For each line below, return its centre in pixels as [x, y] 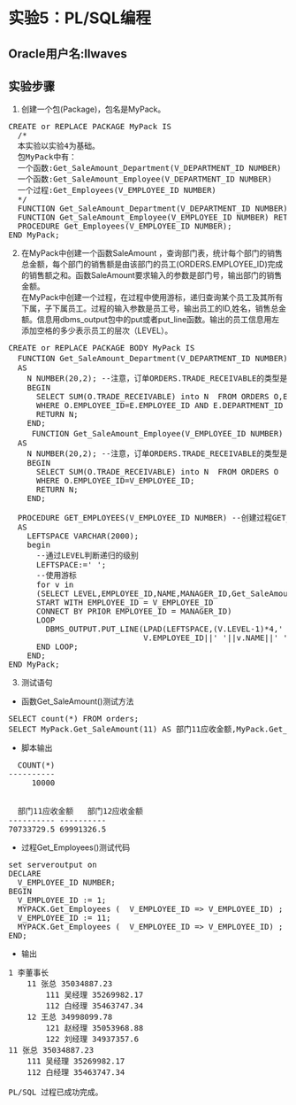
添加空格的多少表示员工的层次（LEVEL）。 [97, 331]
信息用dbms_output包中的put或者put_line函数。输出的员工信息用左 [158, 320]
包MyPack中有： [47, 157]
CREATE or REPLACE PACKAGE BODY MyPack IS [102, 348]
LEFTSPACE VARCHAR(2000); [83, 536]
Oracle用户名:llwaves [68, 54]
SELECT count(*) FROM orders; [74, 719]
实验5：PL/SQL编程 [80, 18]
